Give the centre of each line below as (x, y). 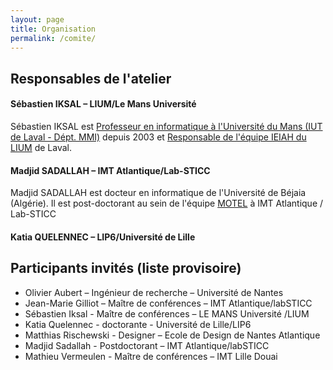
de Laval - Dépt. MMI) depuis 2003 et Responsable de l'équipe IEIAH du (158, 137)
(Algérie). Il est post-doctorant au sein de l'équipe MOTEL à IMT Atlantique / (167, 203)
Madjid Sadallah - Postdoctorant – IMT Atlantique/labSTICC (147, 345)
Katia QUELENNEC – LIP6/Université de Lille (103, 237)
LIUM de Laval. (41, 147)
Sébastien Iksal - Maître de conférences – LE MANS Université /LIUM (167, 313)
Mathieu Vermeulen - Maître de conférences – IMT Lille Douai (151, 356)
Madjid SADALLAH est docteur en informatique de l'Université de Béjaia (158, 193)
